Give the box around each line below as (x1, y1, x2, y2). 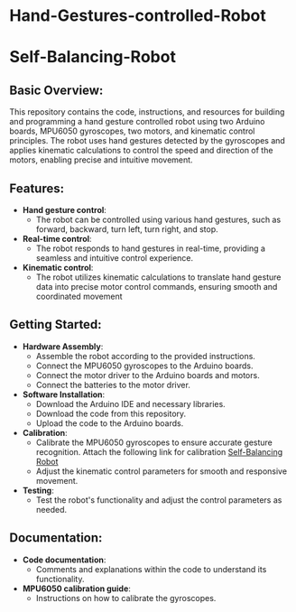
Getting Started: (9, 317, 102, 332)
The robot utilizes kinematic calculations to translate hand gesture (35, 272, 282, 283)
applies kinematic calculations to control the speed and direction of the (9, 145, 273, 156)
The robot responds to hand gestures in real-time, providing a (35, 243, 266, 254)
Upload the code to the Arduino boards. (35, 417, 184, 429)
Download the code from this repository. (35, 408, 187, 419)
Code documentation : (22, 554, 106, 565)
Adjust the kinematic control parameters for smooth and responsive (35, 466, 287, 477)
